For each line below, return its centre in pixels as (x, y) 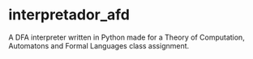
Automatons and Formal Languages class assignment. (99, 45)
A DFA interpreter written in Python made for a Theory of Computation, (126, 37)
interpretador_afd (69, 15)
